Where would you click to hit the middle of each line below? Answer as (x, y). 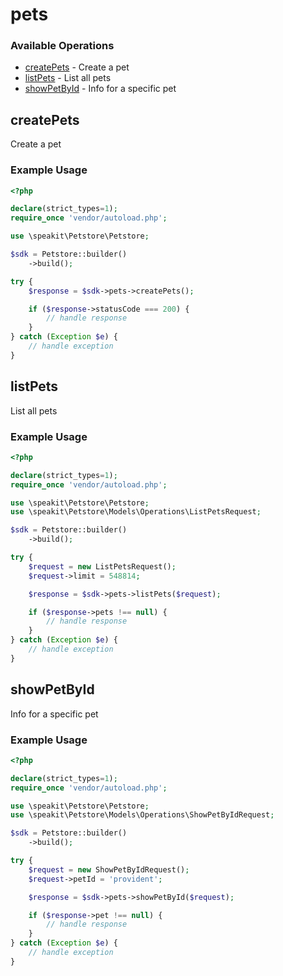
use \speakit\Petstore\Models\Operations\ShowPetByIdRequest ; (142, 815)
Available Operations (62, 46)
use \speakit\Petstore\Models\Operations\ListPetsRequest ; (136, 512)
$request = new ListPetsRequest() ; (102, 566)
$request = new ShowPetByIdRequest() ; (109, 869)
